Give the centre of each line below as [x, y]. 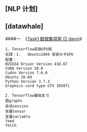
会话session [17, 106]
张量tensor [16, 112]
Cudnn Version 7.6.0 [27, 73]
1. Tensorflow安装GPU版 [29, 49]
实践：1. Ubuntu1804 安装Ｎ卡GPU [39, 55]
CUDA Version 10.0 [24, 69]
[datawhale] [24, 26]
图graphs [14, 101]
